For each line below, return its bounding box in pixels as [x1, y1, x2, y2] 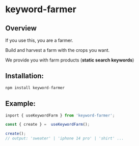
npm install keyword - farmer [5, 85, 65, 90]
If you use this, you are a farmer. [5, 37, 73, 43]
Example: [5, 99, 36, 108]
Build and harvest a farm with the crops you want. [5, 47, 110, 53]
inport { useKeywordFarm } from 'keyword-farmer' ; [5, 113, 115, 118]
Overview [5, 24, 37, 33]
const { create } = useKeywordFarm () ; [5, 122, 90, 127]
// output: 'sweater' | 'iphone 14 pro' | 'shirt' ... [5, 136, 124, 141]
